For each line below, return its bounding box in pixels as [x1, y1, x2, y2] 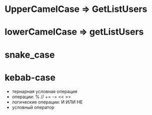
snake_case [4, 49, 55, 60]
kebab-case [4, 72, 56, 83]
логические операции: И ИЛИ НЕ [11, 99, 83, 105]
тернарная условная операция [11, 88, 78, 94]
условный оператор [11, 104, 55, 110]
